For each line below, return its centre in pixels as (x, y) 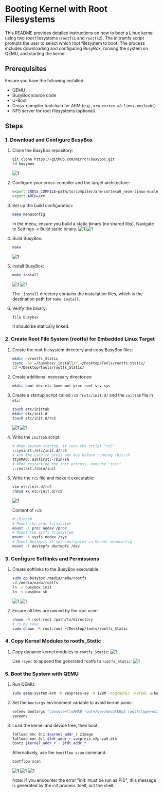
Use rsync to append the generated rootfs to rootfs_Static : (72, 661)
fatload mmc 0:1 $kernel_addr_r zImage (53, 734)
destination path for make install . (46, 299)
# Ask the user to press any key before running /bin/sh (71, 455)
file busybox (25, 317)
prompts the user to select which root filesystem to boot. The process (75, 43)
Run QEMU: (24, 684)
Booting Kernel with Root (56, 9)
